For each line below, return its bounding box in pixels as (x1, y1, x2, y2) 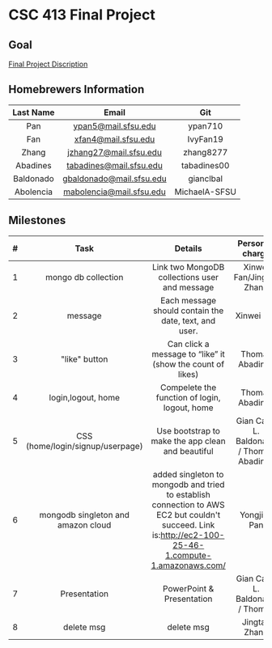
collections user (157, 271, 219, 282)
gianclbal (188, 172, 223, 184)
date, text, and (160, 315, 216, 326)
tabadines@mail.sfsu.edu (66, 159, 164, 171)
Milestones (8, 214, 66, 227)
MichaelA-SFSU (174, 186, 237, 197)
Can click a (167, 338, 210, 349)
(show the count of (152, 358, 225, 370)
